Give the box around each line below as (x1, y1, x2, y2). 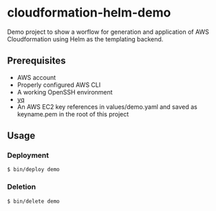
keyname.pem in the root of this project (17, 110, 129, 118)
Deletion (7, 182, 36, 192)
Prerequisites (7, 55, 66, 67)
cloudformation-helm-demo (7, 5, 171, 21)
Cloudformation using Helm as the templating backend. (7, 34, 164, 43)
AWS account (17, 73, 56, 81)
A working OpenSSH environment (17, 88, 113, 96)
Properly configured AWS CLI (17, 81, 101, 89)
